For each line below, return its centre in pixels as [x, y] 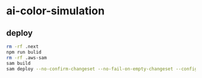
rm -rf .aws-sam [26, 58]
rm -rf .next [23, 46]
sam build [19, 63]
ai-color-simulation [56, 11]
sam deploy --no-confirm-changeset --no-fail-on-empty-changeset [90, 69]
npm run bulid [24, 52]
